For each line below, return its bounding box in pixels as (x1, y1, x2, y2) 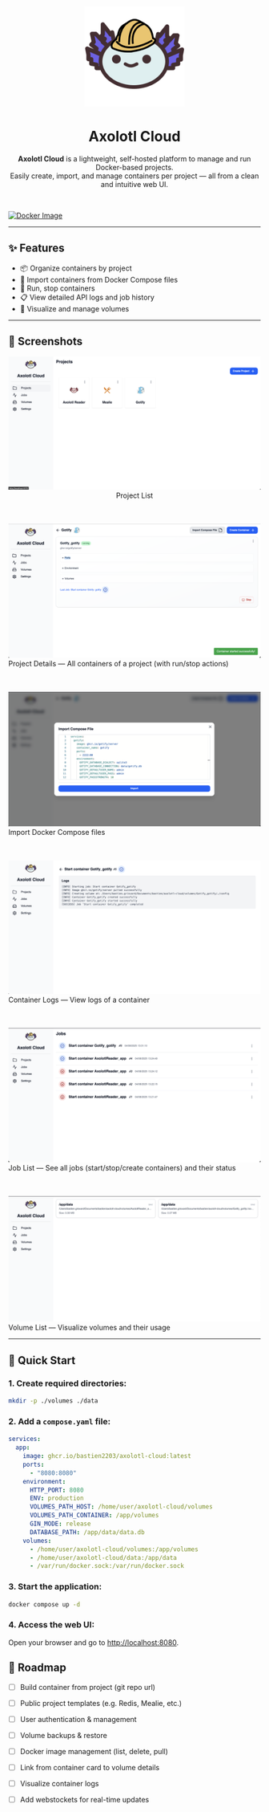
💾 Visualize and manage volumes (19, 303, 130, 313)
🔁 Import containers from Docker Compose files (19, 275, 179, 284)
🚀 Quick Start (8, 1354, 76, 1367)
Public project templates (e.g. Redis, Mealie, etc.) (19, 1698, 183, 1708)
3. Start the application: (8, 1581, 102, 1592)
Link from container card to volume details (19, 1762, 160, 1772)
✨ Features (8, 242, 65, 255)
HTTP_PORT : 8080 (29, 1486, 84, 1494)
